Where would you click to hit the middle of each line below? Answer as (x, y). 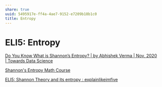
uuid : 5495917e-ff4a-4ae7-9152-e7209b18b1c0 (51, 14)
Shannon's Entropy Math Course (38, 70)
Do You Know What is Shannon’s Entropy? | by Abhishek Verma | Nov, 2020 (81, 56)
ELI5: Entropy (33, 42)
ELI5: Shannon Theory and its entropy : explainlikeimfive (61, 80)
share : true (17, 9)
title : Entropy (20, 18)
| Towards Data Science (29, 61)
